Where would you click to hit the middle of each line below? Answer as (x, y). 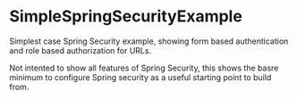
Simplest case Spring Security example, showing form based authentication (149, 41)
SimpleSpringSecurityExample (126, 16)
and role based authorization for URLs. (81, 50)
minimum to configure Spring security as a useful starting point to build (140, 77)
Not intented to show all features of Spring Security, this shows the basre (144, 68)
